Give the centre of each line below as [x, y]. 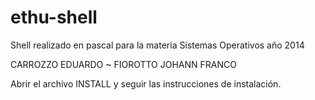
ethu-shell [54, 17]
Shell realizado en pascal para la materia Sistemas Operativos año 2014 [157, 45]
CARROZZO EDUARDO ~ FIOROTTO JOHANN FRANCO [123, 64]
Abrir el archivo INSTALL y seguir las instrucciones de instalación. [146, 83]
